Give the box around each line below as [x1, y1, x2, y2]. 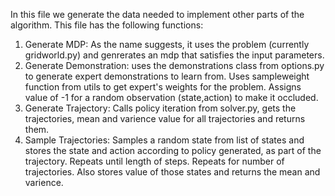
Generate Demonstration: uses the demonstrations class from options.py [24, 60, 325, 71]
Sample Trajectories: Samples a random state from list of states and [24, 134, 305, 146]
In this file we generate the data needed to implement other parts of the [10, 9, 305, 20]
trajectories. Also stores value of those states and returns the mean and [24, 166, 321, 178]
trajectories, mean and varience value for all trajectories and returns [24, 113, 306, 124]
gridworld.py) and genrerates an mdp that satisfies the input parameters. [24, 49, 325, 61]
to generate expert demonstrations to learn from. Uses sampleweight [24, 70, 310, 82]
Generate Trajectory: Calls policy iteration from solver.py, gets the [24, 102, 297, 114]
